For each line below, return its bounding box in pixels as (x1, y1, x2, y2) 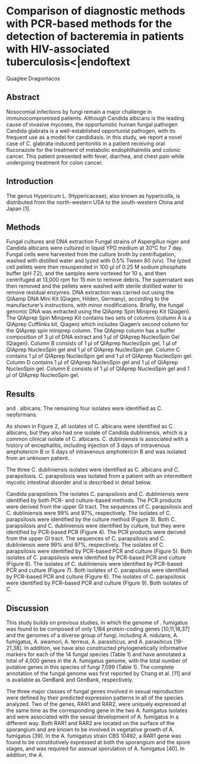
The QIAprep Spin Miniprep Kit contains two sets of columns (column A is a (6, 314, 192, 321)
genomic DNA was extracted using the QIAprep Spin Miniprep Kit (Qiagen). (6, 308, 191, 315)
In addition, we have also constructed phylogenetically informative (24, 644, 187, 652)
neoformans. (6, 411, 38, 418)
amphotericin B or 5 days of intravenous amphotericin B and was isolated (6, 448, 186, 455)
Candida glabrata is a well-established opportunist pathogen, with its (6, 127, 176, 134)
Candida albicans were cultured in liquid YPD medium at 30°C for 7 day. (6, 244, 183, 252)
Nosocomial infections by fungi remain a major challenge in (6, 108, 152, 115)
